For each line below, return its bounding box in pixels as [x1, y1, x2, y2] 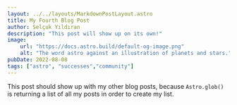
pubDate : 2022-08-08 [7, 56, 68, 63]
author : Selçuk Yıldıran [7, 23, 80, 30]
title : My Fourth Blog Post [7, 17, 90, 24]
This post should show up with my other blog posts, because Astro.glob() [7, 82, 224, 90]
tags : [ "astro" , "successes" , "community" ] [7, 63, 134, 70]
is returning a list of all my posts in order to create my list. [7, 89, 174, 98]
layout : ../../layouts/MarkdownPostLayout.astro [7, 10, 153, 18]
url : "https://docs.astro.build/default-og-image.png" [20, 43, 185, 50]
